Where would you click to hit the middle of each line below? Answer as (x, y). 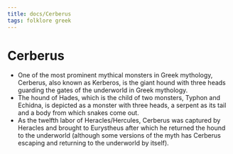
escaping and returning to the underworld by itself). (93, 143)
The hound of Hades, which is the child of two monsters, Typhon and (119, 98)
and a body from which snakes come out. (78, 113)
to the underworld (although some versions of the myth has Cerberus (119, 136)
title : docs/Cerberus (39, 14)
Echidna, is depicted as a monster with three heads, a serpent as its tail (122, 105)
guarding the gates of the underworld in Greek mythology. (103, 90)
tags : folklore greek (39, 21)
